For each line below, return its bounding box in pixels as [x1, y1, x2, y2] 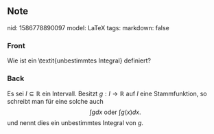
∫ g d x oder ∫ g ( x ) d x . [88, 108, 142, 116]
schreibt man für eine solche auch [7, 98, 104, 106]
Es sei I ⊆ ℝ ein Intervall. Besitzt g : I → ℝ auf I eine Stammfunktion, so [7, 89, 207, 98]
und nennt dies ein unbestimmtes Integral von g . [7, 119, 144, 127]
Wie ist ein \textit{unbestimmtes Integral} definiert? [7, 56, 151, 65]
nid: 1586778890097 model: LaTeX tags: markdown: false [7, 23, 169, 32]
